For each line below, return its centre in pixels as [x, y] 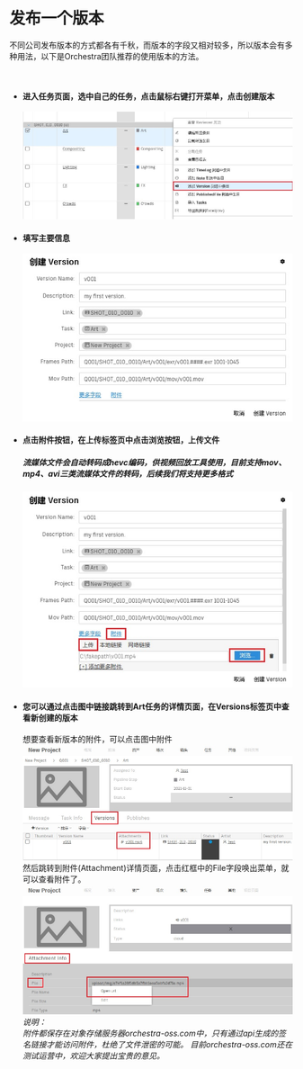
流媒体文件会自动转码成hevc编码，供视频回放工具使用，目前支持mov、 [154, 462]
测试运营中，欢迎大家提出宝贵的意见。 [93, 1056]
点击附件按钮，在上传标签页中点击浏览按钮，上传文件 [121, 440]
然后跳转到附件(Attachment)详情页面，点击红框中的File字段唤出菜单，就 [156, 868]
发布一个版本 [57, 18]
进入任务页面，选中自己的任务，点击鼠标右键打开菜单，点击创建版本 [148, 96]
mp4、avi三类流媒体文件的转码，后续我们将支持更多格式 [128, 473]
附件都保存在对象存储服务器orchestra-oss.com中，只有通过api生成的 [150, 1033]
